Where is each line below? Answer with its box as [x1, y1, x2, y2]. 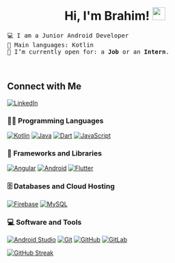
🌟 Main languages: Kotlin [7, 41, 94, 49]
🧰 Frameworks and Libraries [7, 148, 103, 158]
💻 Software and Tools [7, 217, 82, 227]
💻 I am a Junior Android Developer [7, 32, 129, 39]
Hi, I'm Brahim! [64, 8, 150, 24]
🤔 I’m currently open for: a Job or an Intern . [7, 48, 170, 55]
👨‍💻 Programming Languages [7, 116, 104, 125]
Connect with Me [7, 81, 82, 92]
